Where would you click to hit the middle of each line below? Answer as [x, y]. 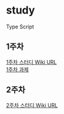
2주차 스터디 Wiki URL [32, 105]
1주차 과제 [18, 69]
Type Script [20, 27]
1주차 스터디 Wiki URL [31, 62]
